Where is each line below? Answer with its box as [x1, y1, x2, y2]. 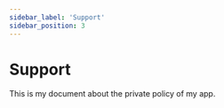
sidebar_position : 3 [9, 21, 86, 30]
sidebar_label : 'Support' [9, 12, 105, 22]
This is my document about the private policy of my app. [9, 89, 216, 99]
